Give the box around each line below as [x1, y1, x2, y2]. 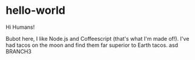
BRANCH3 [5, 47, 31, 55]
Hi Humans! [5, 23, 35, 31]
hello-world [5, 4, 66, 17]
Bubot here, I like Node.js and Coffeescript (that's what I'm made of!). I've [5, 35, 190, 42]
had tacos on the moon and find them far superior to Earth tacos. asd [5, 41, 179, 49]
